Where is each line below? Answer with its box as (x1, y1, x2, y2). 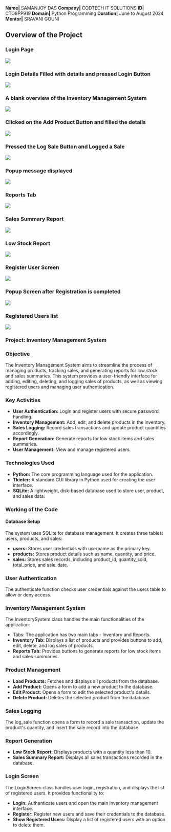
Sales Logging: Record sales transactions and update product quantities (12, 425, 166, 431)
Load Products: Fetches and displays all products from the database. (12, 678, 159, 684)
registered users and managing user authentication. (5, 384, 115, 390)
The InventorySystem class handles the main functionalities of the (5, 616, 145, 622)
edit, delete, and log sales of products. (12, 643, 94, 649)
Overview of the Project (5, 31, 83, 40)
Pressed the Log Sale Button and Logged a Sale (5, 143, 125, 150)
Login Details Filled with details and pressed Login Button (5, 70, 151, 77)
